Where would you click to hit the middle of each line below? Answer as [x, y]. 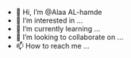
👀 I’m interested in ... [49, 20]
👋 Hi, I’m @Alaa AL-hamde [59, 12]
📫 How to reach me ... [52, 46]
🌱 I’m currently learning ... [58, 29]
